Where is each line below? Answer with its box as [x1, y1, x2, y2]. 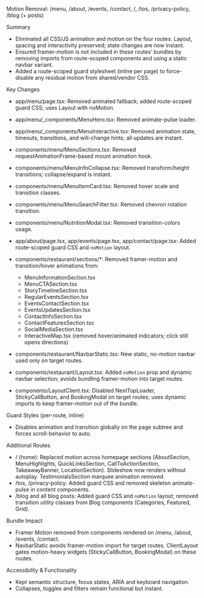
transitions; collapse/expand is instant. [15, 171, 112, 178]
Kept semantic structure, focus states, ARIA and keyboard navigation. [15, 579, 190, 585]
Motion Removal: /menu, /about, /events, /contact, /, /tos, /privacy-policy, [6, 5, 191, 12]
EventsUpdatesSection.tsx [24, 306, 91, 313]
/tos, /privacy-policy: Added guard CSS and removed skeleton [15, 479, 171, 487]
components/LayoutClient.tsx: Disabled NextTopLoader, [15, 387, 156, 394]
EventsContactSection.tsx [24, 300, 90, 307]
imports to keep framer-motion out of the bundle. [15, 400, 139, 407]
